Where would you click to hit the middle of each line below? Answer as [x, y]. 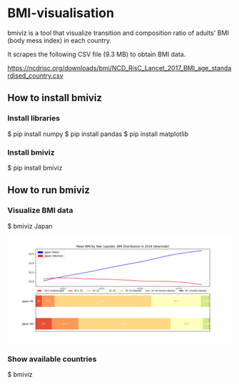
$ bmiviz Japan [30, 226]
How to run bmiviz [49, 190]
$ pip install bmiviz [35, 167]
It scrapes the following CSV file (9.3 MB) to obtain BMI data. [97, 54]
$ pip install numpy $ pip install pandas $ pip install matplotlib [98, 134]
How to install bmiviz [55, 98]
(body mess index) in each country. [60, 40]
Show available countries [52, 359]
